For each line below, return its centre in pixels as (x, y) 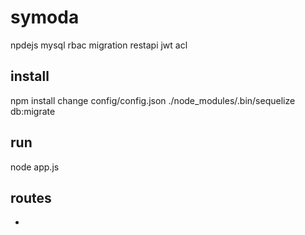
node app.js (35, 167)
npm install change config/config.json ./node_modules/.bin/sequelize (153, 100)
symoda (45, 17)
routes (31, 197)
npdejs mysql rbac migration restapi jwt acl (99, 45)
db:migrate (33, 111)
